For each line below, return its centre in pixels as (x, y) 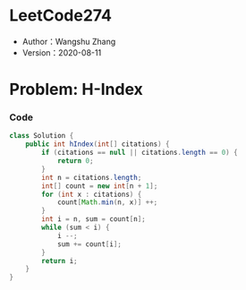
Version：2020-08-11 (62, 52)
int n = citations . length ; (92, 177)
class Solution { (42, 136)
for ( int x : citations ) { (92, 194)
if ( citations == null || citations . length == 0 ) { (140, 153)
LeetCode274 (60, 16)
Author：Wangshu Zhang (69, 41)
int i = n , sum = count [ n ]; (93, 219)
